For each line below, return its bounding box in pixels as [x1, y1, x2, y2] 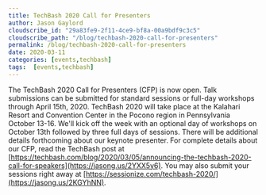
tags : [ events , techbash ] [8, 63, 94, 71]
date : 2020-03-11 [8, 48, 66, 56]
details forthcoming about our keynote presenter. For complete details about [8, 136, 258, 145]
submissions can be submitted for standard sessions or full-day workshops [8, 93, 255, 103]
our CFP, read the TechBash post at [8, 143, 125, 153]
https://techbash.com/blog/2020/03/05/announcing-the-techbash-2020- [10, 152, 252, 162]
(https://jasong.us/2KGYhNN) [8, 178, 105, 187]
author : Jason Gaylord [8, 19, 83, 27]
